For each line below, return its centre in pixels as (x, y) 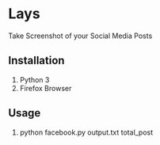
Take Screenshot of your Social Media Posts (80, 36)
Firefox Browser (46, 88)
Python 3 (34, 79)
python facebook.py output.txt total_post (86, 132)
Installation (36, 61)
